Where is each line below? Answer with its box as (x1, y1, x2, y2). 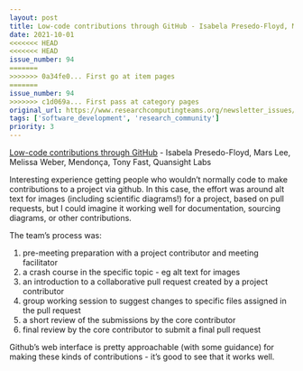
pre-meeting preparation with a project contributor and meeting (22, 247, 259, 258)
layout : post (9, 13, 59, 23)
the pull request (22, 305, 81, 316)
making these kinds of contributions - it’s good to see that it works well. (9, 351, 275, 362)
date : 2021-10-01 (9, 30, 75, 39)
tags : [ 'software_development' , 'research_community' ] (9, 114, 220, 123)
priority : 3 (9, 123, 54, 132)
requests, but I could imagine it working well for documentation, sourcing (9, 203, 281, 213)
